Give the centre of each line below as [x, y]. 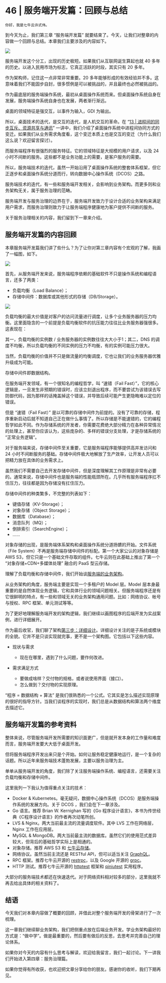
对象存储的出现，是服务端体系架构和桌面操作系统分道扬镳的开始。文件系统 [81, 545]
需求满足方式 [25, 668]
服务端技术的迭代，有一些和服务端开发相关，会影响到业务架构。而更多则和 [81, 184]
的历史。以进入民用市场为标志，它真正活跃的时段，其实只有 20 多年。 [76, 67]
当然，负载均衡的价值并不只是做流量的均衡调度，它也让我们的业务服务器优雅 [83, 356]
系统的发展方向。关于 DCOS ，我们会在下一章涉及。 [69, 804]
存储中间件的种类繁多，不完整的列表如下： [48, 493]
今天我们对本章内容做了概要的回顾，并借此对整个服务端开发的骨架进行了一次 [83, 913]
